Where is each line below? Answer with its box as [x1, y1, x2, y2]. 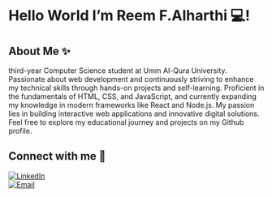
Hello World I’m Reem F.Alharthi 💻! [8, 6, 250, 25]
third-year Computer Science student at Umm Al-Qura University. [8, 66, 227, 75]
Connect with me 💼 [8, 149, 106, 163]
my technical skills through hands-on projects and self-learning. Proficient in [8, 83, 265, 92]
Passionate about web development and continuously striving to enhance [8, 75, 254, 84]
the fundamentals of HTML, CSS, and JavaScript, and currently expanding [8, 92, 257, 101]
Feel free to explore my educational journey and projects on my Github [8, 118, 244, 126]
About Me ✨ [8, 44, 71, 58]
